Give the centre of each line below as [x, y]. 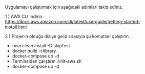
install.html [16, 27]
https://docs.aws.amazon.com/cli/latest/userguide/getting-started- [72, 22]
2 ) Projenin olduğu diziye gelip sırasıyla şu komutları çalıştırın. [68, 36]
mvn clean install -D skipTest [41, 46]
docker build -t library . [35, 51]
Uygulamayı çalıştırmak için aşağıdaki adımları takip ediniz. [64, 7]
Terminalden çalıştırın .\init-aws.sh [47, 61]
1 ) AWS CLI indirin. [24, 16]
